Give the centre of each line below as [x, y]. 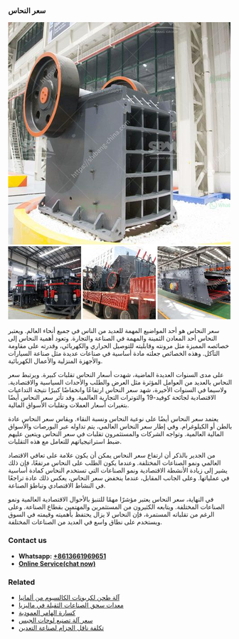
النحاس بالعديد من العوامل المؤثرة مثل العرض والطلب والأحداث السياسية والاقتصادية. [120, 382]
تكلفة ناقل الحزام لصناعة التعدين [61, 628]
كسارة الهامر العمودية [47, 612]
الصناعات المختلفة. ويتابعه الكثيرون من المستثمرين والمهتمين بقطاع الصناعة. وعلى [116, 507]
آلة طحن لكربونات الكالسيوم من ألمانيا [69, 597]
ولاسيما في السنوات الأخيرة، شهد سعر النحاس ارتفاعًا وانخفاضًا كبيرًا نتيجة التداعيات [117, 390]
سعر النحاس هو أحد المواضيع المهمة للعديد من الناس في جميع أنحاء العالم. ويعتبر [114, 331]
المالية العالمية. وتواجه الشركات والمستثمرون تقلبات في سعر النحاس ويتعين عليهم [116, 434]
